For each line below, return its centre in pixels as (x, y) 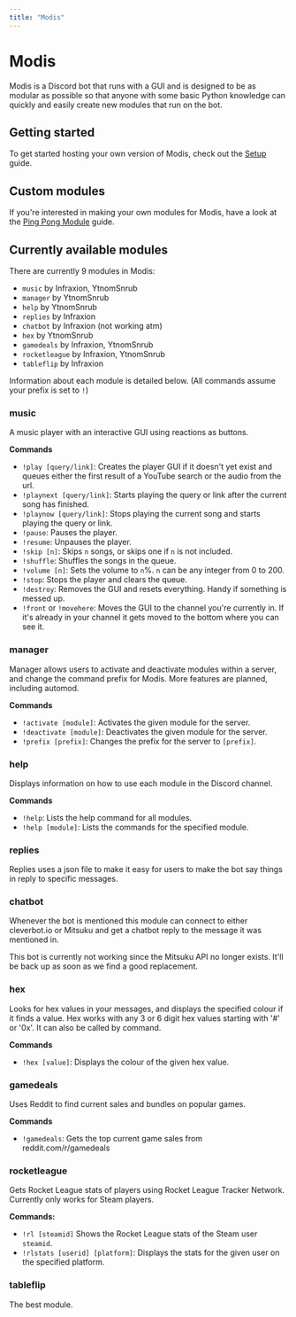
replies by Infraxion (59, 316)
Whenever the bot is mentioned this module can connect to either (129, 921)
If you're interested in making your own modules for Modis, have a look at (143, 213)
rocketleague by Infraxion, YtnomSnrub (94, 354)
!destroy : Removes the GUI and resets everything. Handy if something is (154, 589)
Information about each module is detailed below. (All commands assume (143, 381)
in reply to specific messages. (64, 879)
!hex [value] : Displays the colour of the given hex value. (125, 1062)
